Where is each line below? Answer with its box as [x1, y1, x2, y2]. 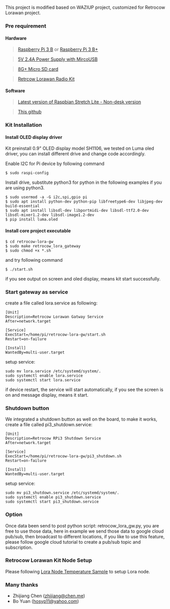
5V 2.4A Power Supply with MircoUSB [17, 56, 98, 63]
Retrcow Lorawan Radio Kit [17, 76, 75, 82]
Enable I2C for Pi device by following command [5, 160, 104, 167]
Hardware [5, 35, 27, 41]
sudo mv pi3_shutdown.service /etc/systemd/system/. [5, 490, 120, 495]
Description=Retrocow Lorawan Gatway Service [5, 314, 103, 319]
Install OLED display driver [5, 134, 63, 140]
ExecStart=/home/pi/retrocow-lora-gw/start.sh [5, 332, 106, 337]
